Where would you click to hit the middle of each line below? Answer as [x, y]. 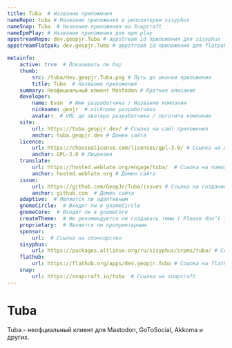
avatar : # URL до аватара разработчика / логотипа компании [122, 116]
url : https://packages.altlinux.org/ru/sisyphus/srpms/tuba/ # [125, 251]
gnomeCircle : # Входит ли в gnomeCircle [80, 206]
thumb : [29, 71]
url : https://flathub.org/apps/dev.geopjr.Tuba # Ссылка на [120, 264]
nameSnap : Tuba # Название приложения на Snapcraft [85, 26]
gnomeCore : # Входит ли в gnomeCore [74, 212]
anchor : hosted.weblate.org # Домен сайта [94, 173]
